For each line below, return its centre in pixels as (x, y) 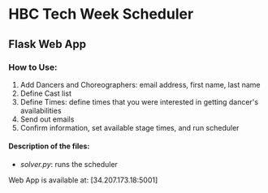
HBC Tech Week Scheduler (101, 14)
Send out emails (47, 119)
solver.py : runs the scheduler (69, 165)
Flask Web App (48, 44)
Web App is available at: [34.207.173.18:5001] (83, 180)
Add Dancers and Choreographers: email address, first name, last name (140, 84)
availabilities (41, 110)
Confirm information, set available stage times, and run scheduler (130, 127)
